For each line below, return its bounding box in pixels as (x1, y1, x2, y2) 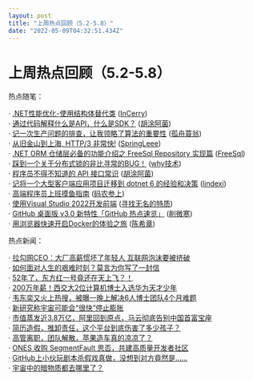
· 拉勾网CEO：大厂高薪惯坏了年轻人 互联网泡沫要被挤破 (8, 253, 191, 263)
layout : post (8, 11, 52, 20)
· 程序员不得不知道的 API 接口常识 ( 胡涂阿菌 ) (8, 169, 155, 179)
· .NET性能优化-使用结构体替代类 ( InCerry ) (8, 109, 148, 119)
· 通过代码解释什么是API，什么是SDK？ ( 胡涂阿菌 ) (8, 119, 171, 128)
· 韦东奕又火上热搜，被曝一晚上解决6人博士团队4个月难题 (8, 293, 197, 303)
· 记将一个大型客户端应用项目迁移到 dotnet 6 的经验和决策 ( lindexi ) (8, 179, 227, 188)
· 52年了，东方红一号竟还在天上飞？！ (8, 273, 134, 283)
